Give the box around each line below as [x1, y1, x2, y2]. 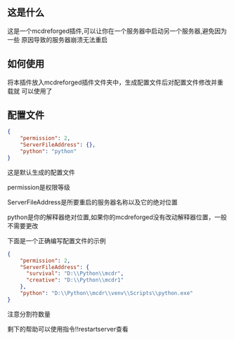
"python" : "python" [20, 148, 77, 155]
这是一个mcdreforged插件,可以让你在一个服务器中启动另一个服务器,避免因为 [7, 27, 227, 35]
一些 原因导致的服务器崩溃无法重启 [7, 35, 108, 44]
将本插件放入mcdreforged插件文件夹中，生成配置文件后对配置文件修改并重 [7, 78, 223, 86]
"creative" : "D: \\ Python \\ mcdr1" [25, 277, 124, 284]
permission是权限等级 [7, 183, 70, 191]
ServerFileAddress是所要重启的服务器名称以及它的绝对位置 [7, 197, 178, 206]
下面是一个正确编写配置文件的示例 [7, 236, 106, 244]
